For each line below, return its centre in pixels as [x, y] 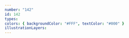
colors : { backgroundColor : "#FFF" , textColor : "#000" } [64, 23]
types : [11, 19]
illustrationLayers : [26, 28]
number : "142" [19, 10]
